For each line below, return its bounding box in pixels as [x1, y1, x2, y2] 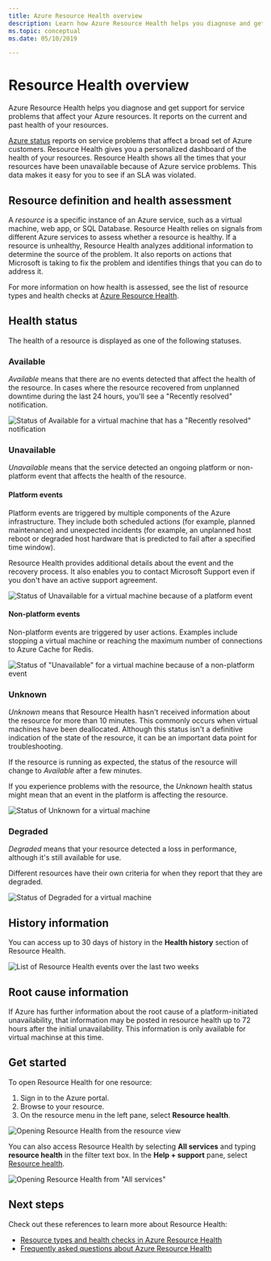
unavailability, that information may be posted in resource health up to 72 [8, 1015, 252, 1025]
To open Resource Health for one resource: [8, 1077, 152, 1087]
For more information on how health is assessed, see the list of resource [8, 282, 248, 292]
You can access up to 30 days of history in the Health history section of [8, 938, 248, 947]
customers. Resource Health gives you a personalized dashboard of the [8, 145, 247, 154]
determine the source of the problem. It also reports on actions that [8, 250, 232, 259]
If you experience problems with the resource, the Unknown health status [8, 782, 252, 791]
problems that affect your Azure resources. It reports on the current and [8, 112, 248, 121]
